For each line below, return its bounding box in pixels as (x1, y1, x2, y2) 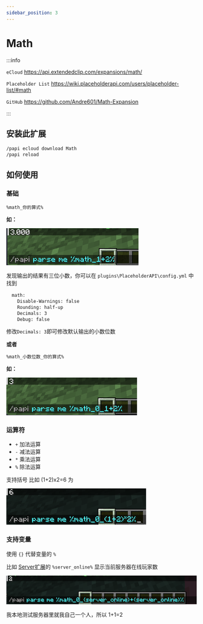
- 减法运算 (14, 448, 41, 456)
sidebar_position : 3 (6, 10, 59, 16)
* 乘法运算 (14, 456, 41, 463)
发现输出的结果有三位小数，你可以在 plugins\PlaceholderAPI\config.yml (6, 272, 187, 279)
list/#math (6, 86, 31, 94)
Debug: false (17, 317, 50, 323)
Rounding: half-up (17, 305, 63, 311)
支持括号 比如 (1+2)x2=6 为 (6, 476, 74, 483)
